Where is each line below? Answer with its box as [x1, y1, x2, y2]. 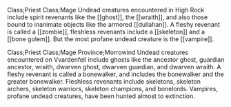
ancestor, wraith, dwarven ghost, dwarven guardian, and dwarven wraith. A [7, 63, 221, 71]
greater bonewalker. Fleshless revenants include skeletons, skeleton [7, 78, 201, 85]
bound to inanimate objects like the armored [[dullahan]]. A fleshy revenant [7, 21, 221, 28]
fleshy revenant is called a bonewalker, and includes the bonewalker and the [7, 70, 224, 78]
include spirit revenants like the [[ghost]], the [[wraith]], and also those [7, 13, 208, 21]
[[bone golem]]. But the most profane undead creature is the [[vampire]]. [7, 35, 214, 43]
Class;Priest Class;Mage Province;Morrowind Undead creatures [7, 48, 188, 56]
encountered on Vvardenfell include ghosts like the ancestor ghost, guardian [7, 56, 225, 64]
